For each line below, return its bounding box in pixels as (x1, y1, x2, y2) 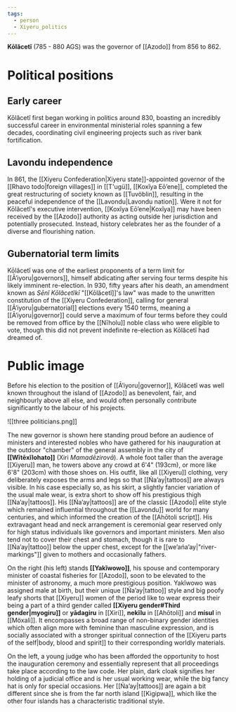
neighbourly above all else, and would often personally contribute (7, 396, 197, 404)
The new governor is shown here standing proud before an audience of (7, 430, 214, 439)
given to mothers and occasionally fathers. (43, 550, 167, 558)
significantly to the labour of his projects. (7, 403, 126, 411)
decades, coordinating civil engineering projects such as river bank (7, 128, 202, 137)
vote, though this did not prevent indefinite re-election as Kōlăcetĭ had (7, 326, 209, 334)
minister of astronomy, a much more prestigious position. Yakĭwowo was (7, 579, 217, 587)
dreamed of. (7, 334, 43, 341)
